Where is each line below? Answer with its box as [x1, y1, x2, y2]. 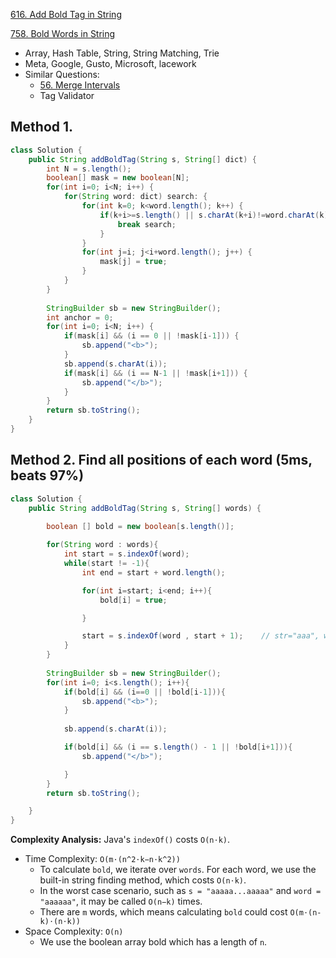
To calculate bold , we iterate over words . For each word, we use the [39, 864, 317, 876]
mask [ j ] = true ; [99, 257, 168, 267]
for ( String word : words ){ [46, 540, 159, 550]
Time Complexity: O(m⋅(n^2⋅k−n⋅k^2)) [24, 853, 181, 865]
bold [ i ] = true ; [99, 595, 168, 605]
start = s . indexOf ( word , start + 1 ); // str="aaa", [81, 631, 320, 641]
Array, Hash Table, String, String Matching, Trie [24, 47, 220, 59]
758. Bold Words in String [10, 28, 116, 39]
